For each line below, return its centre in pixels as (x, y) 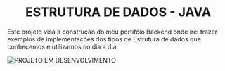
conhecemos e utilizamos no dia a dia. (63, 46)
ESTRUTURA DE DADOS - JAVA (118, 12)
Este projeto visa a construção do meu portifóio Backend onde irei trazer (112, 32)
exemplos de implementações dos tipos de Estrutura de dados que (104, 39)
